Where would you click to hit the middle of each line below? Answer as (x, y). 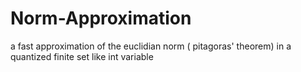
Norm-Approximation (101, 18)
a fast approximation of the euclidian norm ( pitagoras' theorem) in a (151, 46)
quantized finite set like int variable (82, 56)
